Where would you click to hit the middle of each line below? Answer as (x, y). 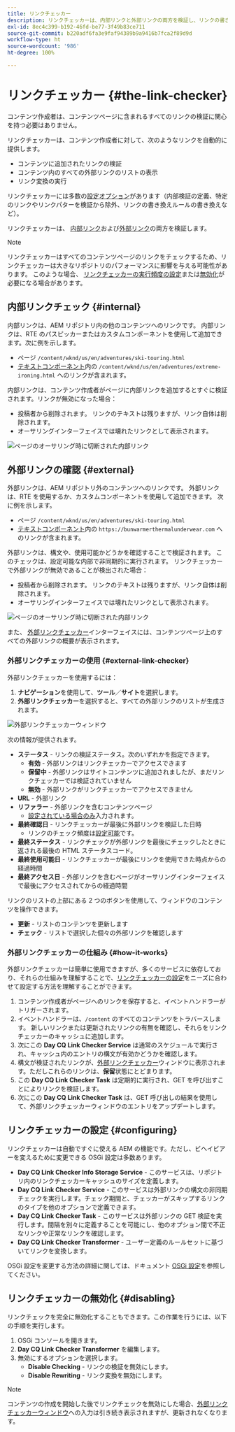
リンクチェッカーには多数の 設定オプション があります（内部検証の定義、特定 (117, 196)
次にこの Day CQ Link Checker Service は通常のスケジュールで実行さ (117, 1045)
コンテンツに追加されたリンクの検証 (70, 163)
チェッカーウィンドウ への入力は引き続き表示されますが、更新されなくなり (114, 1412)
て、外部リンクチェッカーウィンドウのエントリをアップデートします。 (118, 1106)
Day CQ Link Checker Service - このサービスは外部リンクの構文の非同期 (122, 1189)
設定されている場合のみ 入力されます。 (83, 815)
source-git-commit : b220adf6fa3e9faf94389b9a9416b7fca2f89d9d (100, 33)
